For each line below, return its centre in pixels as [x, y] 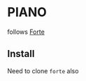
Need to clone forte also [43, 70]
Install [21, 54]
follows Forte [26, 32]
